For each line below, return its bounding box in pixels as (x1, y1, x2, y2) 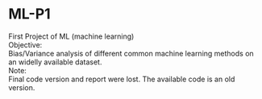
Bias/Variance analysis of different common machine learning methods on (8, 48, 254, 58)
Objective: (8, 39, 43, 49)
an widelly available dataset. (8, 57, 102, 67)
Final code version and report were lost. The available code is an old (8, 74, 235, 84)
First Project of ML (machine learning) (8, 31, 135, 41)
